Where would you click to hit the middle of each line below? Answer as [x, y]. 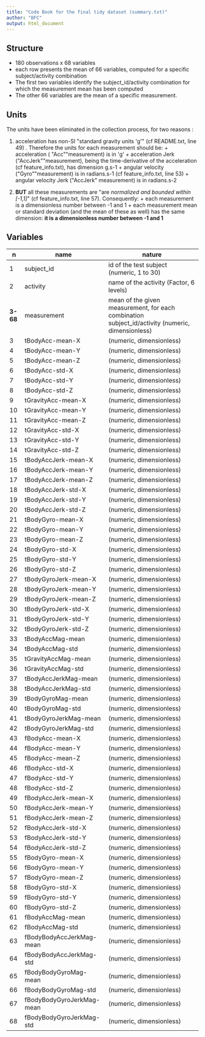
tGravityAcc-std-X [52, 430]
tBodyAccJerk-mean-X [59, 459]
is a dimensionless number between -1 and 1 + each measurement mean [106, 205]
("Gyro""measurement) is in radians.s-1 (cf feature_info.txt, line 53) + [102, 174]
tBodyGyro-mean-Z [54, 539]
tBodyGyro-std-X [50, 549]
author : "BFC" [24, 18]
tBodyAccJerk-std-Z [55, 510]
